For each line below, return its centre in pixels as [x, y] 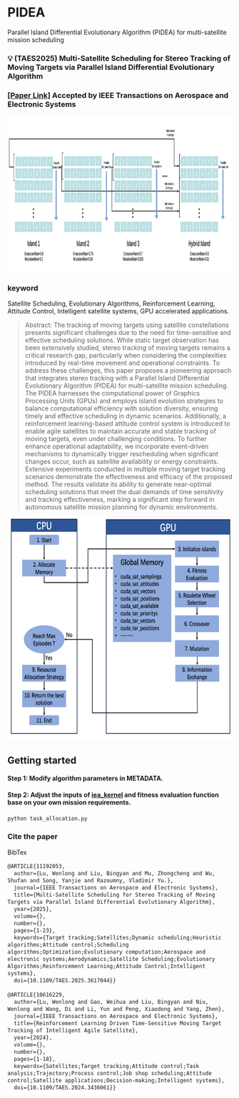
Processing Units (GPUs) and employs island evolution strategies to [124, 401]
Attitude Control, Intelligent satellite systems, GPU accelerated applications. [118, 311]
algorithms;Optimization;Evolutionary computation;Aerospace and [106, 952]
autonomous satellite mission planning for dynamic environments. [121, 507]
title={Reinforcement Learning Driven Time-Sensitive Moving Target [118, 1023]
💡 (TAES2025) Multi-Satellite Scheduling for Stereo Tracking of [119, 58]
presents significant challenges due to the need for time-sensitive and [128, 333]
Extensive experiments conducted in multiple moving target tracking [125, 469]
